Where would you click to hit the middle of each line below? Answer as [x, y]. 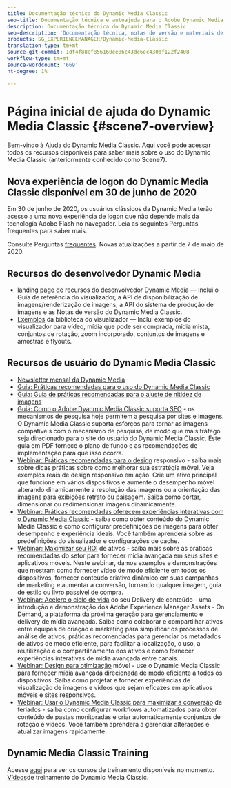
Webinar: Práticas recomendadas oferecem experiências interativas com [120, 511]
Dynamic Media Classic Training [78, 753]
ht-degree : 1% [28, 71]
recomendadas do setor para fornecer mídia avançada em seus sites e [118, 555]
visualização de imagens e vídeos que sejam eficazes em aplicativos [115, 687]
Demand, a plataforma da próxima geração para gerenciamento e [110, 614]
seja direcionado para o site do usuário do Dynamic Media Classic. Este [119, 438]
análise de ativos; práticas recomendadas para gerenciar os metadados [119, 636]
